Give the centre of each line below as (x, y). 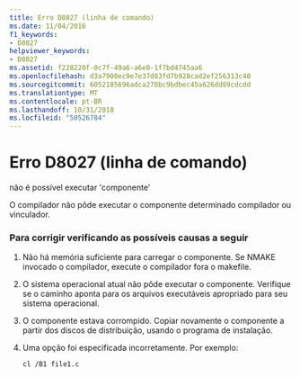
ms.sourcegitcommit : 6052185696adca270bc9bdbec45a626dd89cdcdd (130, 85)
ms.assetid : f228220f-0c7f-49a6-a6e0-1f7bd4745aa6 (106, 68)
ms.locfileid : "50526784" (57, 118)
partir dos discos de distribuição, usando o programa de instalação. (148, 330)
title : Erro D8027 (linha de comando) (82, 18)
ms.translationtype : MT (54, 93)
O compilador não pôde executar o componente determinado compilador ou (150, 205)
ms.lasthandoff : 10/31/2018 (62, 110)
